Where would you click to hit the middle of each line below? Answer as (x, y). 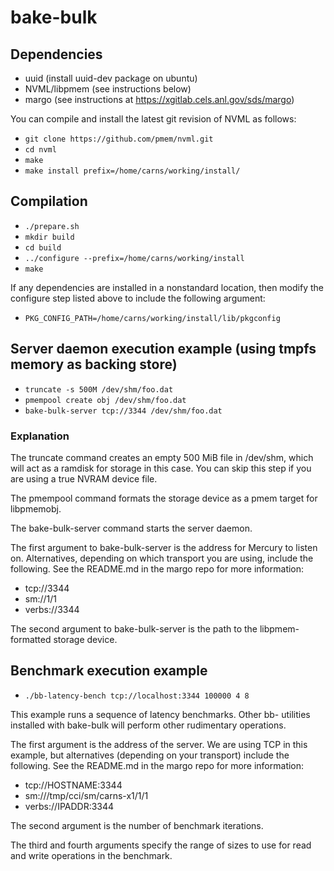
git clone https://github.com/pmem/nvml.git (119, 139)
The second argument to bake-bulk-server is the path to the (134, 628)
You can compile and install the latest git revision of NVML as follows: (153, 119)
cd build (43, 247)
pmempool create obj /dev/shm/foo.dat (105, 400)
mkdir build (49, 237)
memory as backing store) (94, 364)
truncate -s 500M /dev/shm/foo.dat (99, 389)
